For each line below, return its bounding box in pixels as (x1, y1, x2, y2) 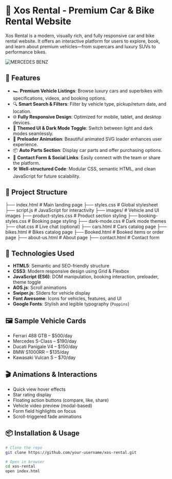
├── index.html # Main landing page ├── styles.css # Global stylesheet (5, 201, 158, 207)
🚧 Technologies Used (5, 249, 74, 258)
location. (12, 108, 32, 114)
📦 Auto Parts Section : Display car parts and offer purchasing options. (12, 147, 163, 153)
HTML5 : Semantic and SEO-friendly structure (12, 263, 109, 269)
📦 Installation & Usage (5, 429, 80, 438)
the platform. (12, 160, 40, 166)
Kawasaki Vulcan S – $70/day (12, 354, 76, 361)
